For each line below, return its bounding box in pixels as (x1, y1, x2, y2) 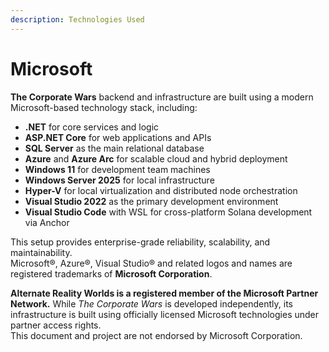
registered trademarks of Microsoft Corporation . (10, 267, 213, 280)
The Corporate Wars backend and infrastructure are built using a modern (10, 91, 314, 103)
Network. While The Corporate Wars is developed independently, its (10, 297, 293, 310)
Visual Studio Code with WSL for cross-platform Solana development (24, 206, 313, 218)
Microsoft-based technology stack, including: (10, 101, 198, 113)
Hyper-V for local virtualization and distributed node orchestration (24, 184, 298, 196)
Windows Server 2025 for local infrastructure (24, 174, 215, 186)
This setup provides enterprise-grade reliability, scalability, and (10, 236, 271, 248)
